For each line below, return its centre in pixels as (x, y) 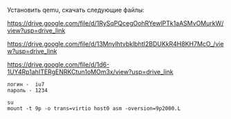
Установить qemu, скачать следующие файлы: (76, 10)
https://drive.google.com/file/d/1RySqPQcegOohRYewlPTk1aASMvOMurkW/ (115, 23)
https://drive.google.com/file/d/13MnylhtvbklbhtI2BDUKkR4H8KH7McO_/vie (115, 44)
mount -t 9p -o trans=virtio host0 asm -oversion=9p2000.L (94, 109)
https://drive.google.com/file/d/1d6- (58, 64)
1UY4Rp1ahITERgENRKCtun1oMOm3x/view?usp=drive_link (91, 72)
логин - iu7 (26, 85)
